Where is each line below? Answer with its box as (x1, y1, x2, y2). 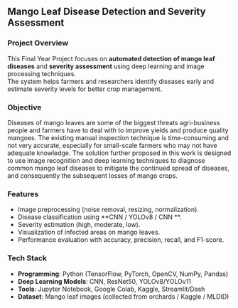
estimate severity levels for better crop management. (7, 85, 163, 93)
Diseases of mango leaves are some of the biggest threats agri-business (7, 118, 220, 127)
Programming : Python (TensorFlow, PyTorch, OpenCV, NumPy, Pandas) (17, 270, 229, 278)
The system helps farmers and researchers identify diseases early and (7, 77, 215, 85)
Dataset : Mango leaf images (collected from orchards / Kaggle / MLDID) (17, 292, 229, 301)
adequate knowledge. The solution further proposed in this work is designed (7, 149, 232, 157)
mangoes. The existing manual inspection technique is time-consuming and (7, 133, 229, 142)
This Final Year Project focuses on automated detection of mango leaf (7, 54, 215, 63)
